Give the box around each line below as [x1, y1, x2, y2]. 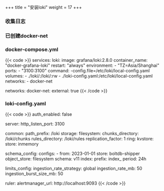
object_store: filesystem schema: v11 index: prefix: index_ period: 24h [5, 156, 147, 162]
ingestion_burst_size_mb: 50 [5, 171, 63, 177]
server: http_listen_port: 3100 [5, 121, 65, 127]
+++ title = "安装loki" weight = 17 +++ [5, 4, 82, 10]
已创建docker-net [5, 32, 48, 39]
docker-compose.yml [5, 46, 58, 53]
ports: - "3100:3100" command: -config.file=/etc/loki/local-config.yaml [5, 68, 150, 74]
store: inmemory [5, 141, 39, 147]
